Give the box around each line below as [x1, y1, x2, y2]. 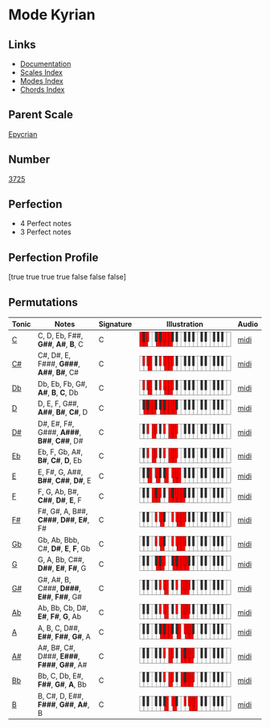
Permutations [8, 296, 78, 309]
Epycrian [8, 129, 38, 139]
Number [8, 153, 51, 167]
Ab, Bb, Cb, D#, [37, 603, 88, 613]
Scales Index [19, 68, 63, 77]
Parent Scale [8, 108, 74, 122]
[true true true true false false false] [8, 272, 127, 282]
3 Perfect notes [19, 227, 72, 237]
